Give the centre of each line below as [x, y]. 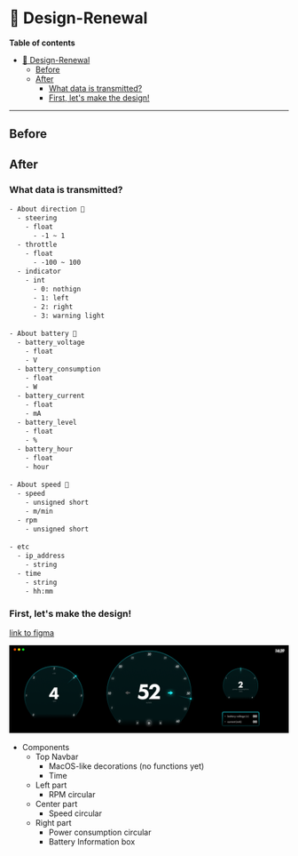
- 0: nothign [57, 289]
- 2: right [53, 307]
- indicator [39, 272]
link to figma [32, 633]
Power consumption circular [100, 832]
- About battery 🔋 [43, 334]
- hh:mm [39, 592]
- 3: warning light [68, 316]
